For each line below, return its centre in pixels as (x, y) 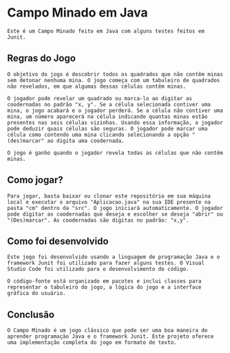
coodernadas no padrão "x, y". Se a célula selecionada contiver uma (109, 104)
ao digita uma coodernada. (86, 141)
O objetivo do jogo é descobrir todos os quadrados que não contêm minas (115, 74)
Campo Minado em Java (77, 13)
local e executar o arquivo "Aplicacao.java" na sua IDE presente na (109, 202)
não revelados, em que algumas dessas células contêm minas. (97, 86)
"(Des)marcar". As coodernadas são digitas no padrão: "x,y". (98, 220)
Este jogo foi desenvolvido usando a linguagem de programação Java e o (114, 257)
